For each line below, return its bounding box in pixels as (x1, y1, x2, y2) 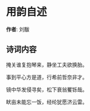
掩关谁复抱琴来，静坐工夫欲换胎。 (6, 61, 88, 68)
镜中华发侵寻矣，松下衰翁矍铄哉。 (6, 86, 88, 93)
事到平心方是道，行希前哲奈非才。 (6, 74, 88, 81)
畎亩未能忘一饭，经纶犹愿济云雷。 (6, 98, 88, 105)
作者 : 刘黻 (6, 26, 30, 33)
